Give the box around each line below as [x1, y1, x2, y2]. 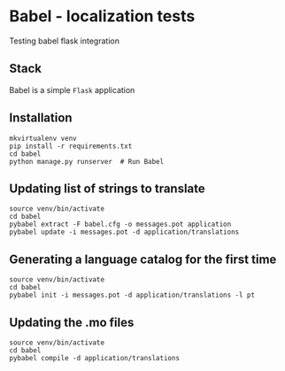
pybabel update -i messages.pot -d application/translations [9, 228, 240, 236]
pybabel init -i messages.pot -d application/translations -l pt [9, 290, 255, 300]
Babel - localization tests [9, 6, 196, 27]
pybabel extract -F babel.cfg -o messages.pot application [9, 220, 232, 229]
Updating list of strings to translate [9, 181, 205, 196]
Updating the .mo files [9, 314, 135, 329]
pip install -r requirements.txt [9, 142, 133, 151]
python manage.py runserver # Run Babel [9, 157, 165, 166]
